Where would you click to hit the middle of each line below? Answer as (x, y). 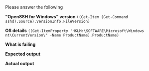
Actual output (20, 63)
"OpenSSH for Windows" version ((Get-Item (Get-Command (67, 17)
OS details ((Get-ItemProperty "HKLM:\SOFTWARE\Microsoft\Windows (75, 31)
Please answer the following (34, 7)
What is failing (20, 44)
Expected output (23, 54)
